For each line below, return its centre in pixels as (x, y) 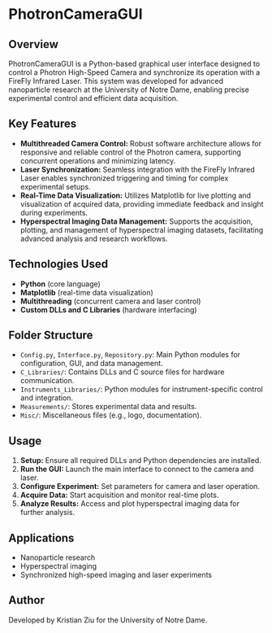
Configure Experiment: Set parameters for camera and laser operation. (140, 487)
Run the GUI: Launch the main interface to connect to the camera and (137, 469)
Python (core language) (60, 284)
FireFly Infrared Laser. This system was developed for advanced (116, 81)
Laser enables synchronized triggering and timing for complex (124, 178)
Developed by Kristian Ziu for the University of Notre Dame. (108, 620)
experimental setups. (55, 186)
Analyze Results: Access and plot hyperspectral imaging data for (130, 504)
